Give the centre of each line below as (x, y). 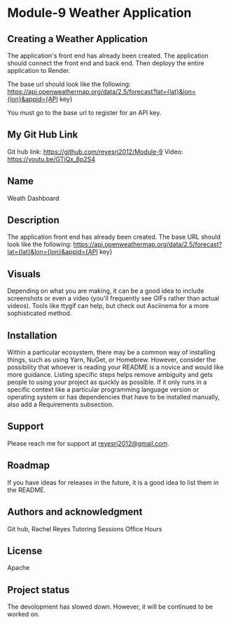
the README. (27, 490)
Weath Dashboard (33, 198)
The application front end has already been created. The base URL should (114, 237)
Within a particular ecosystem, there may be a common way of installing (111, 352)
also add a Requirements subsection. (61, 404)
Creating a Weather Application (78, 39)
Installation (32, 335)
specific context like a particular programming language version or (103, 390)
